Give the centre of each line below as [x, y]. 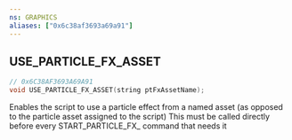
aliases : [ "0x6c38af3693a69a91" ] [71, 26]
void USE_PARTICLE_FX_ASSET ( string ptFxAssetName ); [107, 90]
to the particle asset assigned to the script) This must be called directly [139, 117]
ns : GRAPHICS [33, 17]
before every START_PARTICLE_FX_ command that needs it [118, 126]
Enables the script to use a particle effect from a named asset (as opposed [146, 107]
